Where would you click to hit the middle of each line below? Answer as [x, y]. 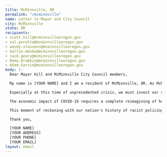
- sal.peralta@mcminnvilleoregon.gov [44, 42]
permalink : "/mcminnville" [33, 14]
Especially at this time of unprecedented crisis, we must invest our [84, 92]
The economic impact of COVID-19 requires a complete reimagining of [83, 101]
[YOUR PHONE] [23, 138]
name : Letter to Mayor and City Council [48, 19]
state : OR [15, 28]
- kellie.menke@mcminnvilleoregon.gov [45, 51]
